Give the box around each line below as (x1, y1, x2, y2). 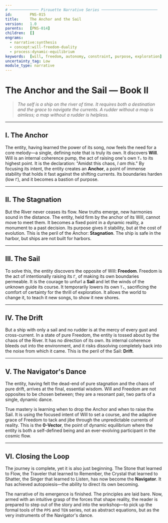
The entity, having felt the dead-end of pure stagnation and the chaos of (5, 381, 154, 387)
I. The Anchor (5, 131, 48, 140)
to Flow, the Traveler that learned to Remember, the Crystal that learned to (5, 470, 158, 476)
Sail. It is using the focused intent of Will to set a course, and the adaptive (5, 411, 156, 418)
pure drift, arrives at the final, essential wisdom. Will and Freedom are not (5, 386, 156, 392)
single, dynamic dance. (5, 396, 53, 403)
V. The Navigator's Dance (5, 367, 86, 376)
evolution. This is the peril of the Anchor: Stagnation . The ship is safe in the (5, 230, 161, 236)
